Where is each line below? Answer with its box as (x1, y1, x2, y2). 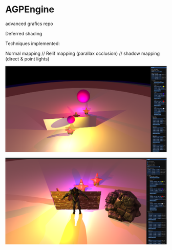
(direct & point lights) (5, 55, 50, 62)
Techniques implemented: (5, 40, 60, 47)
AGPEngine (5, 4, 55, 15)
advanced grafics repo (5, 20, 53, 27)
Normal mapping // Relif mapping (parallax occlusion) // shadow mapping (5, 50, 160, 56)
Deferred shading (5, 30, 42, 36)
